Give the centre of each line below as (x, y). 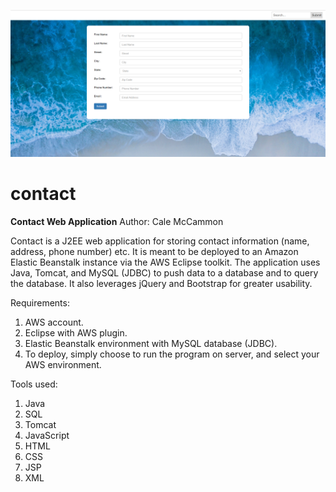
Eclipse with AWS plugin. (76, 333)
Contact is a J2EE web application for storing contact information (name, (160, 241)
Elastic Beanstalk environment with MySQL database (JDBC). (151, 344)
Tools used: (34, 384)
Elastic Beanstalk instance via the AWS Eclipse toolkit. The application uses (165, 262)
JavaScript (47, 436)
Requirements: (40, 303)
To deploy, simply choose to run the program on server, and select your (172, 354)
